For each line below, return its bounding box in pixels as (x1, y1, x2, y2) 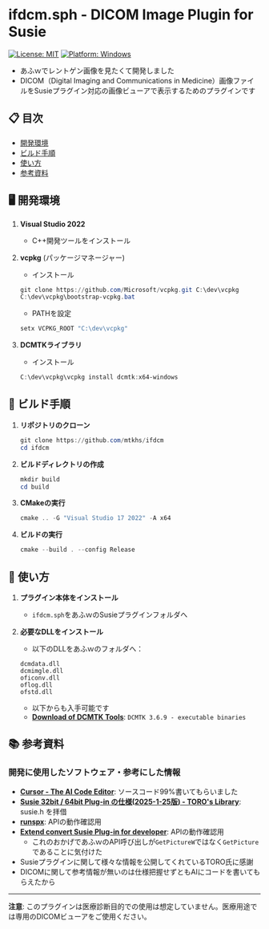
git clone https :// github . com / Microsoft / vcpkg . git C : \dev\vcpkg (19, 286, 239, 294)
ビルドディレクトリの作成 (19, 459, 104, 469)
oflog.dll (19, 680, 54, 689)
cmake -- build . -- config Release (19, 546, 135, 554)
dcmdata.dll (19, 659, 60, 667)
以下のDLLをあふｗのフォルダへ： (31, 643, 144, 653)
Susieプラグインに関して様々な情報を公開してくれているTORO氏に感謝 (19, 857, 254, 866)
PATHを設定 (31, 309, 72, 318)
